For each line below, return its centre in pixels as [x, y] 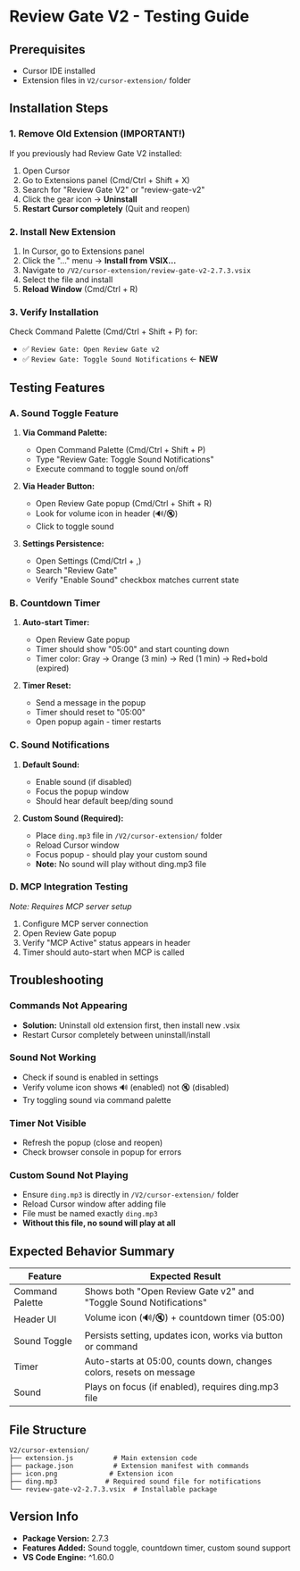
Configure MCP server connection [85, 923]
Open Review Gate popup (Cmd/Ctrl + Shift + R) [124, 503]
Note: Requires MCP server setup [71, 906]
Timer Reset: [46, 686]
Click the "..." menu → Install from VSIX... [99, 260]
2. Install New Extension [62, 231]
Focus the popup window [82, 791]
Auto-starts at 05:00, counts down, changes [178, 1361]
